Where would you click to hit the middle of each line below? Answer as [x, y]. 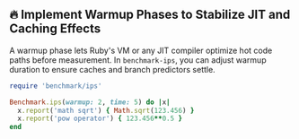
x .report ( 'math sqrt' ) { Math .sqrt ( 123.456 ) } [106, 110]
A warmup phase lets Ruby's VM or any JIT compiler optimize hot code [141, 50]
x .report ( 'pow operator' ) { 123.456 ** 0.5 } [100, 119]
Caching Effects [55, 29]
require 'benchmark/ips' [56, 86]
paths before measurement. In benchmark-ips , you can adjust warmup [138, 60]
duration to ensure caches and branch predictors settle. [112, 69]
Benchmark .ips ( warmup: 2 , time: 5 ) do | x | [90, 102]
